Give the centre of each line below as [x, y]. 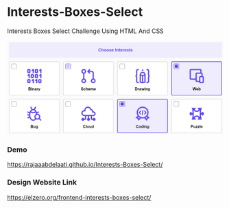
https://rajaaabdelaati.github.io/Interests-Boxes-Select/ [85, 165]
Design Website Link [42, 183]
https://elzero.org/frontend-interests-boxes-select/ [79, 197]
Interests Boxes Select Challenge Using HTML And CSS [86, 31]
